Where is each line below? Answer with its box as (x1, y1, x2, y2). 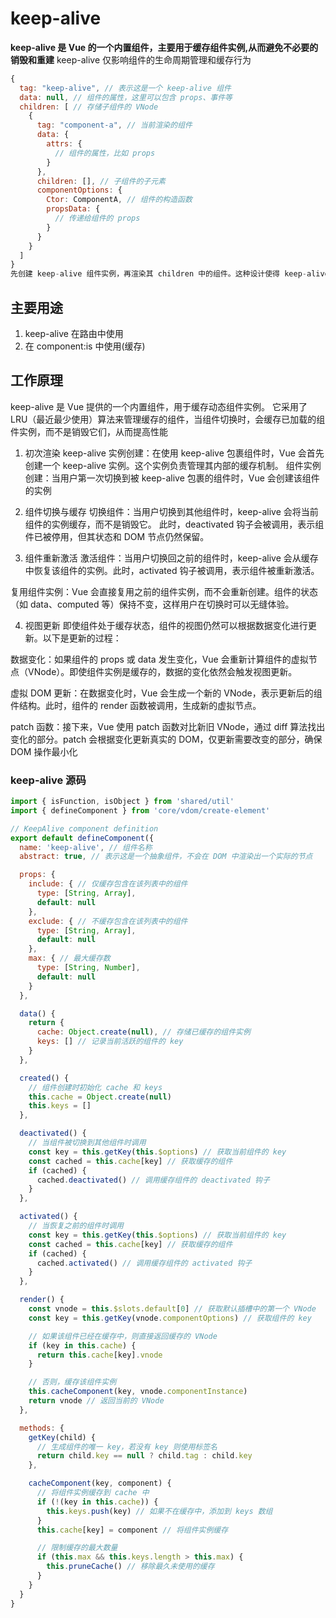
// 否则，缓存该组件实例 (28, 1377, 117, 1387)
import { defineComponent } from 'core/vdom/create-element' (10, 805, 271, 816)
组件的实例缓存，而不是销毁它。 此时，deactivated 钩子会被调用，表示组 (24, 518, 325, 530)
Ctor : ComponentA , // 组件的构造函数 (46, 195, 193, 205)
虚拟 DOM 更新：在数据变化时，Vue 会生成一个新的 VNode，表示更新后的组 (10, 687, 323, 699)
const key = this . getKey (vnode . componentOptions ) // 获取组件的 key (28, 1313, 312, 1323)
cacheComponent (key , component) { (28, 1478, 172, 1489)
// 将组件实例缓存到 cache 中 (36, 1488, 150, 1498)
